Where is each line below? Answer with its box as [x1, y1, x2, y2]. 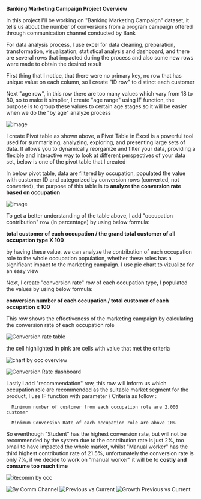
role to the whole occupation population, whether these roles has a [6, 255, 172, 262]
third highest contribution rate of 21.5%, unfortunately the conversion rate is [6, 450, 194, 456]
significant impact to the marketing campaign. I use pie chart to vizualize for [6, 261, 194, 268]
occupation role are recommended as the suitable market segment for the [6, 386, 189, 393]
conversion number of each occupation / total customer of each [6, 297, 169, 304]
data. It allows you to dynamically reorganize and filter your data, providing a [6, 145, 196, 152]
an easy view [6, 268, 39, 274]
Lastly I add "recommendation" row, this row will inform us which [6, 380, 167, 387]
